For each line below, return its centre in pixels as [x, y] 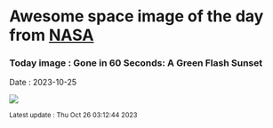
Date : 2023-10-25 [43, 83]
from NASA [52, 35]
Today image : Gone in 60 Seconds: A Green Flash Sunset [136, 63]
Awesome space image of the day [136, 16]
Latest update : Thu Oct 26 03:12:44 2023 [73, 116]
